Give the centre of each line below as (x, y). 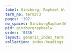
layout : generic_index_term (34, 38)
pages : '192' (19, 19)
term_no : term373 (23, 14)
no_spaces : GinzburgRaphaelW (35, 24)
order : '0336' (20, 33)
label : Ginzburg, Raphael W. (35, 10)
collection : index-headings (34, 42)
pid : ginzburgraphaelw (29, 28)
